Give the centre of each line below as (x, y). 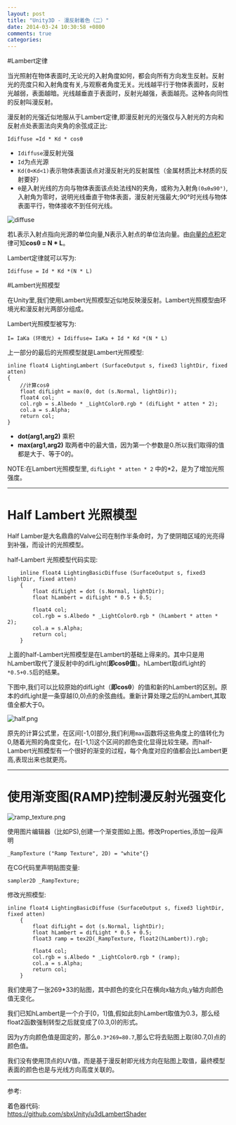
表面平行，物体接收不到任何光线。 (67, 206)
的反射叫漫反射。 (32, 102)
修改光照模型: (27, 895)
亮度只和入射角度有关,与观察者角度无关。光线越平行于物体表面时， (116, 84)
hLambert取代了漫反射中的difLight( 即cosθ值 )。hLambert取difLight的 (106, 663)
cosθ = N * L (44, 243)
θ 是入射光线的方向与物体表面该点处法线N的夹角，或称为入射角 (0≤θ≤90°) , (123, 188)
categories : (25, 40)
